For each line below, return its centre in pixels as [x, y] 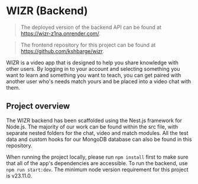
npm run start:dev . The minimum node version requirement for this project [97, 169]
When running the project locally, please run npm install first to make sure [97, 157]
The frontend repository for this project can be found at [88, 45]
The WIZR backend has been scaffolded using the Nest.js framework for [94, 120]
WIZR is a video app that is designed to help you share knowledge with [92, 63]
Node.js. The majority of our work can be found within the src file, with [92, 126]
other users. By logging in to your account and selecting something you [93, 68]
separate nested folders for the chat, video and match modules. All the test [97, 133]
